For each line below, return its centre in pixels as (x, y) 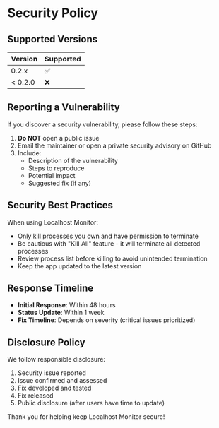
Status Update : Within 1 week (61, 313)
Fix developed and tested (54, 388)
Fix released (35, 396)
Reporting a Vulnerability (64, 107)
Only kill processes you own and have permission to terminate (108, 236)
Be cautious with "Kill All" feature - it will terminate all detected (109, 243)
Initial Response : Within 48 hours (66, 305)
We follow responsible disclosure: (57, 359)
